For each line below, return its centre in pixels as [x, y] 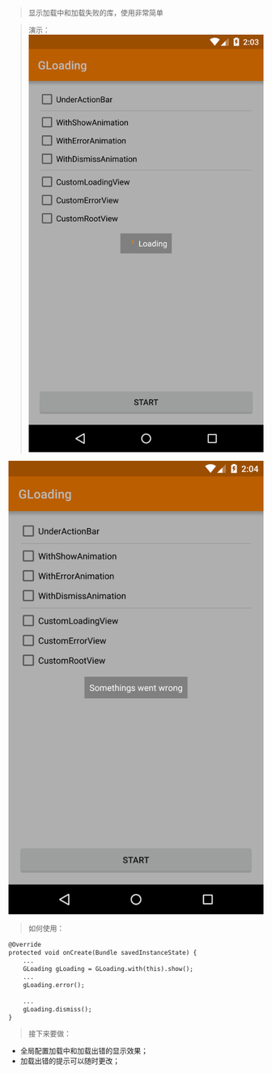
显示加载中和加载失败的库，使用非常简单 [96, 13]
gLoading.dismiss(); [57, 1010]
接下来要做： [49, 1034]
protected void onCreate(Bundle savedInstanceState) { [103, 953]
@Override [25, 945]
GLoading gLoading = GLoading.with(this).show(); [108, 969]
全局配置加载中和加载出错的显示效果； [84, 1051]
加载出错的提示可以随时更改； [70, 1061]
